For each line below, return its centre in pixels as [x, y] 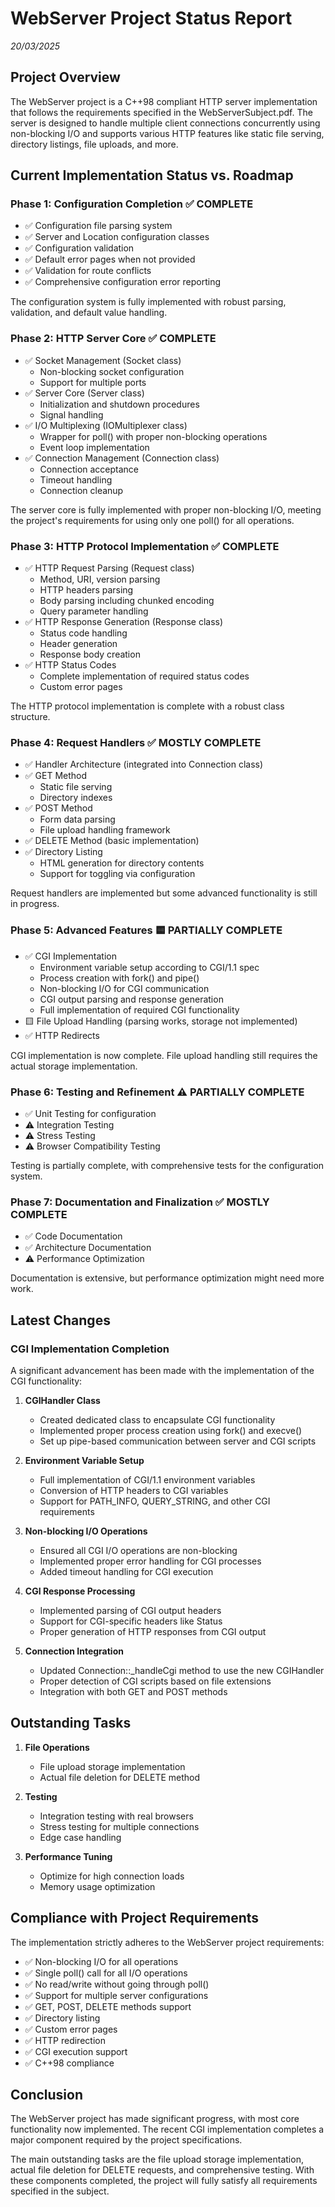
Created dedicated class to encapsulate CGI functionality [157, 1419]
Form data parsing [77, 819]
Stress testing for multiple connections [119, 1826]
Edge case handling [80, 1837]
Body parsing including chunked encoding [127, 601]
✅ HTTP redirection [65, 2040]
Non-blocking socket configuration [112, 371]
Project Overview [65, 77]
